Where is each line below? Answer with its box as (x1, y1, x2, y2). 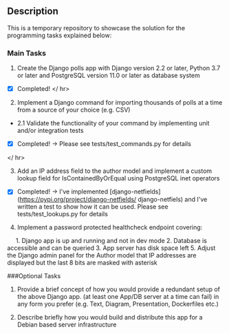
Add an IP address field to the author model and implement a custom (17, 167, 212, 175)
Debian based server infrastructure (17, 320, 117, 329)
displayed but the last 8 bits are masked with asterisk (7, 258, 157, 267)
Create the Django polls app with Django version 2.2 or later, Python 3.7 (17, 64, 221, 72)
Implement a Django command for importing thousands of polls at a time (17, 98, 223, 107)
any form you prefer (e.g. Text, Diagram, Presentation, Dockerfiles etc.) (17, 300, 219, 309)
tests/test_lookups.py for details (17, 210, 109, 218)
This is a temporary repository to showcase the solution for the (7, 23, 186, 32)
